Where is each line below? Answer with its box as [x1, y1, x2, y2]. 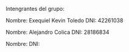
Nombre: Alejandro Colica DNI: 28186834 [5, 28, 110, 36]
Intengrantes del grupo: [5, 5, 65, 12]
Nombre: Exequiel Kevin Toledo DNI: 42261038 [5, 17, 124, 24]
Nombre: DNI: [5, 41, 40, 47]
